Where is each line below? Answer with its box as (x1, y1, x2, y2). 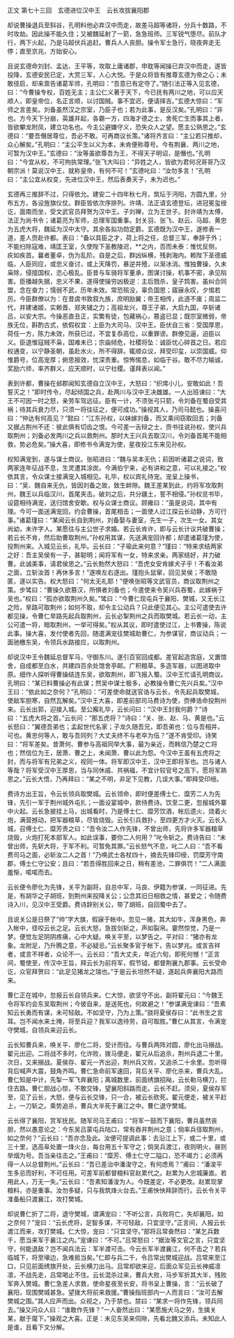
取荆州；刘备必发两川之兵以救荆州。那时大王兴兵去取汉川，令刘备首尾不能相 (7, 432, 227, 439)
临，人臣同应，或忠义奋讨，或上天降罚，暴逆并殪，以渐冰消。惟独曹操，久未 (7, 260, 227, 268)
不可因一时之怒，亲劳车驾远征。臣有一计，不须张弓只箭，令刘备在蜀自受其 (13, 397, 227, 404)
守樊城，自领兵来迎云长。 (7, 1026, 81, 1034)
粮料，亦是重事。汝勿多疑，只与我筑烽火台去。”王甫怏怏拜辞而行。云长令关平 (7, 1186, 227, 1194)
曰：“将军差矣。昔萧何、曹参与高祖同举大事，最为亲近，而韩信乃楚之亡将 (7, 740, 218, 748)
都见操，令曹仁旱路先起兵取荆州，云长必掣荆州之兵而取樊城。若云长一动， (7, 612, 221, 620)
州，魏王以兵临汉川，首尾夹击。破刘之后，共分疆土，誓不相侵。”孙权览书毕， (7, 490, 227, 498)
